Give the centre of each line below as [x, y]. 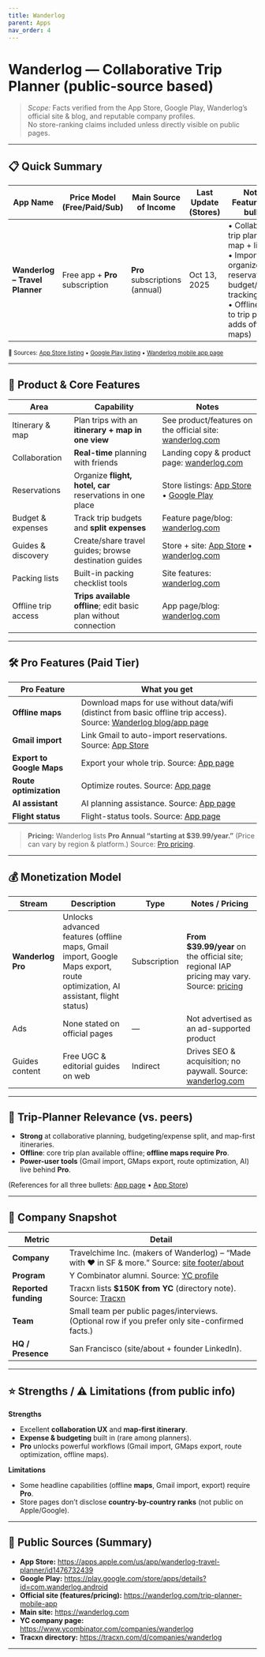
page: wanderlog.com [203, 462]
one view [91, 439]
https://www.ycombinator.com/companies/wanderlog [106, 1629]
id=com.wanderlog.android [64, 1587]
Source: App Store [115, 745]
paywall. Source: [217, 1071]
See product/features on [207, 420]
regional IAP [209, 966]
